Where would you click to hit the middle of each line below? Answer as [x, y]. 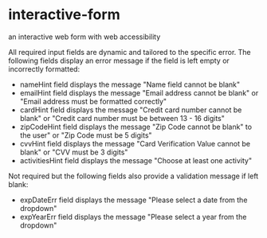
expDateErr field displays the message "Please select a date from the [133, 200]
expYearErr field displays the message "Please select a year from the [133, 217]
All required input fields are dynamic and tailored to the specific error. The [130, 52]
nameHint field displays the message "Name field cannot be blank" [130, 84]
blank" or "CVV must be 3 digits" [74, 152]
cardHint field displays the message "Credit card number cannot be [131, 110]
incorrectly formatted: [44, 68]
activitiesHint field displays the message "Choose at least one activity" [136, 160]
